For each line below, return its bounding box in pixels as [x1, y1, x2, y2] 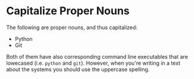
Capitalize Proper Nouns [6, 4, 130, 18]
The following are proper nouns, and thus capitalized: [6, 24, 138, 31]
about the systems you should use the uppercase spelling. [6, 65, 150, 72]
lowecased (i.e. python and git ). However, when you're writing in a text [6, 59, 181, 67]
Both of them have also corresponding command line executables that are [6, 53, 188, 60]
